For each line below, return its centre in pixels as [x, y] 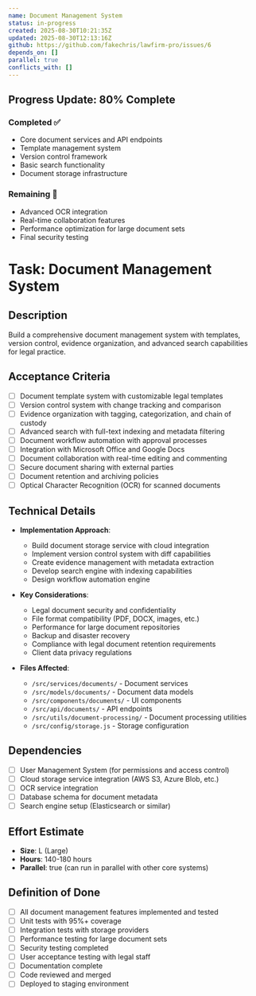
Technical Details [52, 511]
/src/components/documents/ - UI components [107, 700]
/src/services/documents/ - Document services [110, 683]
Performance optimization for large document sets [102, 229]
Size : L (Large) [44, 850]
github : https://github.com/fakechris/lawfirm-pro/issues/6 [110, 45]
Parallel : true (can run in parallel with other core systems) [114, 867]
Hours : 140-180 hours [56, 859]
